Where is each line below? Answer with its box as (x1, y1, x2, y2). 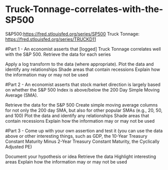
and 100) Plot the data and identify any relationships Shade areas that (5, 112, 149, 119)
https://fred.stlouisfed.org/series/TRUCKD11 (5, 36, 97, 42)
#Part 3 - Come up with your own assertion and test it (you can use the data (5, 127, 163, 134)
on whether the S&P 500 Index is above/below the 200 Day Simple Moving (5, 87, 160, 93)
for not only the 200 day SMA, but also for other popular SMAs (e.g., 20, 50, (5, 107, 162, 113)
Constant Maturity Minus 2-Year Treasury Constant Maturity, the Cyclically (5, 138, 160, 144)
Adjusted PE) (5, 143, 32, 149)
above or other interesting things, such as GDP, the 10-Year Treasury (5, 133, 147, 139)
